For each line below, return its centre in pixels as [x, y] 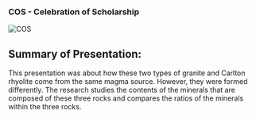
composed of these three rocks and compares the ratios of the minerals [126, 98]
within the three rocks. [45, 107]
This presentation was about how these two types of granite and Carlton [127, 73]
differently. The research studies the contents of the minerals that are [122, 90]
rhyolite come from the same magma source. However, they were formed [128, 82]
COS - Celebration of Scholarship [74, 12]
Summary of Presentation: [75, 54]
